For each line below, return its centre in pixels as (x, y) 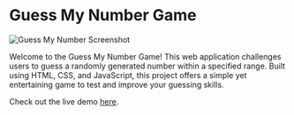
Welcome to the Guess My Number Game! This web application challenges (145, 56)
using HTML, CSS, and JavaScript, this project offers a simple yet (128, 75)
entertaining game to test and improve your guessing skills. (117, 84)
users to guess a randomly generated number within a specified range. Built (147, 66)
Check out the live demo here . (64, 101)
